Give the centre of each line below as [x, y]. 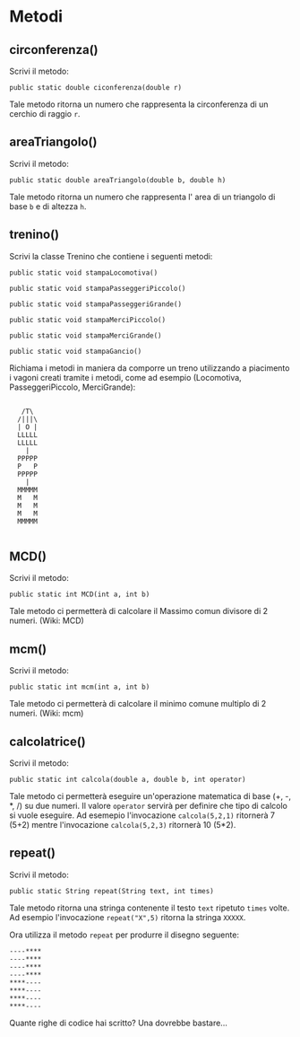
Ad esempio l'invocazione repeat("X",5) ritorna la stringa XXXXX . [128, 917]
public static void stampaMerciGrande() [86, 335]
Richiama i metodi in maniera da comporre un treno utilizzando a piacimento [150, 368]
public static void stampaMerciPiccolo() [88, 320]
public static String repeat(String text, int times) [112, 891]
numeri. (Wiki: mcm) [47, 713]
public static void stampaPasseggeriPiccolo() [98, 288]
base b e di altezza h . [48, 206]
